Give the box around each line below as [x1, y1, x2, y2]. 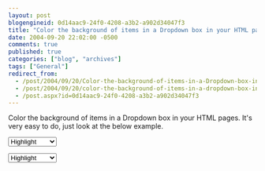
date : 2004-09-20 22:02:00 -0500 [8, 33, 118, 42]
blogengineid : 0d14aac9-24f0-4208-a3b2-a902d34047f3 [8, 19, 185, 27]
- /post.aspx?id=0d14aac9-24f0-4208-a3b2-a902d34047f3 [15, 92, 200, 100]
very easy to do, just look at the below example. [8, 122, 164, 131]
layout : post [8, 11, 51, 20]
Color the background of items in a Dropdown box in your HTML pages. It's [8, 113, 252, 122]
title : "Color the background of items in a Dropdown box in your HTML [8, 26, 248, 34]
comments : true [8, 41, 58, 49]
